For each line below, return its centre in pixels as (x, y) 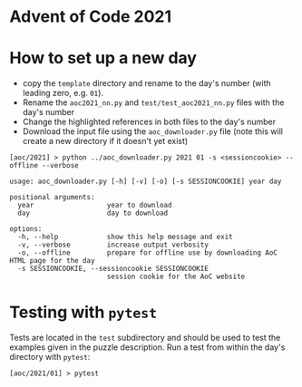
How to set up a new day (103, 58)
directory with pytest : (50, 357)
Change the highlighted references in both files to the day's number (149, 122)
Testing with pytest (83, 312)
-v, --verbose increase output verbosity (113, 245)
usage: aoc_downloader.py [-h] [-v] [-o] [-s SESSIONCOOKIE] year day (146, 182)
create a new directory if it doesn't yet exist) (105, 141)
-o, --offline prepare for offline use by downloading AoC (148, 253)
